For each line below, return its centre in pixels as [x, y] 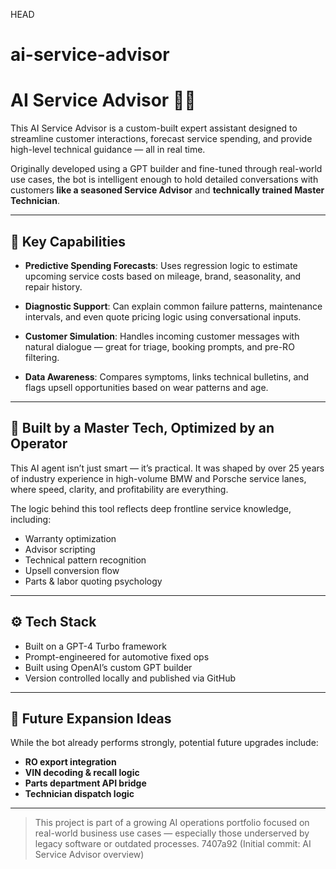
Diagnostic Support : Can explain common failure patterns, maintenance [173, 306]
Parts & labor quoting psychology [93, 581]
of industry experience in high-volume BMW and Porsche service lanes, [158, 478]
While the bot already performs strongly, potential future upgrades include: [164, 743]
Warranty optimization [70, 538]
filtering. [42, 357]
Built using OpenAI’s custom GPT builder [108, 667]
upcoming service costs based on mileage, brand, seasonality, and [163, 276]
